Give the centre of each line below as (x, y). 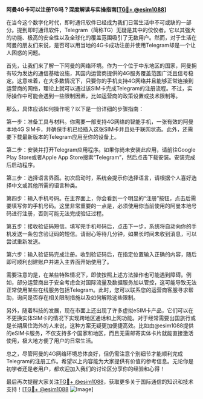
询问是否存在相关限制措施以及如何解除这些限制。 (78, 297)
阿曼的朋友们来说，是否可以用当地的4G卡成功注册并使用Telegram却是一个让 (101, 45)
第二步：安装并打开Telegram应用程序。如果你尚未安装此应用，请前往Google (101, 150)
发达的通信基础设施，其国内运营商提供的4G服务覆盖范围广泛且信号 (105, 73)
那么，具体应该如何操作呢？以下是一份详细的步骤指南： (75, 109)
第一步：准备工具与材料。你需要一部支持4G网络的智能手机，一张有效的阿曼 (100, 122)
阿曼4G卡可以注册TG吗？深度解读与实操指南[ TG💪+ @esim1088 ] (86, 9)
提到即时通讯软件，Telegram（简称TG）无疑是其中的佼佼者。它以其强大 (106, 30)
